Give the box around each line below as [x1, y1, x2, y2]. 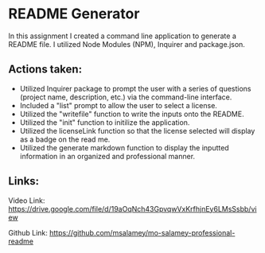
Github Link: [8, 228, 48, 237]
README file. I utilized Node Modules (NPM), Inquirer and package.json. [8, 39, 245, 49]
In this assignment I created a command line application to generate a [8, 31, 237, 41]
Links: [8, 174, 40, 188]
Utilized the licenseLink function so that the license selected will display [19, 126, 255, 135]
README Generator [8, 5, 140, 23]
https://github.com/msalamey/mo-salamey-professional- [49, 228, 236, 237]
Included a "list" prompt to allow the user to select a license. [19, 100, 217, 110]
